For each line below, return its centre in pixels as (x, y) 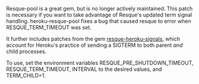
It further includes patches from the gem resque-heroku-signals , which (93, 39)
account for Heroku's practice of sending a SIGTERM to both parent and (94, 45)
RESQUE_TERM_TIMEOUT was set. (49, 27)
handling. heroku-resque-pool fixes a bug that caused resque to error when (99, 21)
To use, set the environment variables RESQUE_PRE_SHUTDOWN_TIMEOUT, (100, 63)
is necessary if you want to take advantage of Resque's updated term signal (99, 15)
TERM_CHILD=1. (26, 75)
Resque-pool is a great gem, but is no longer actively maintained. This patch (99, 9)
